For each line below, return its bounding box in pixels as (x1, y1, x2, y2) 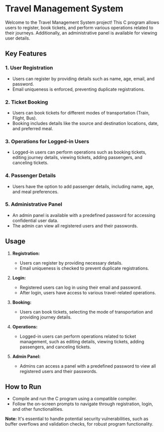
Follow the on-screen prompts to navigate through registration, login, (12, 401, 154, 407)
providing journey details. (19, 314, 72, 320)
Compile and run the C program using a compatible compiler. (12, 396, 137, 402)
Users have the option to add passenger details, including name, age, (12, 183, 155, 189)
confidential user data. (12, 217, 58, 223)
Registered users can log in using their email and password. (19, 284, 142, 290)
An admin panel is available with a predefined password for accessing (12, 212, 156, 218)
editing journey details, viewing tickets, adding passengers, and (12, 155, 143, 161)
